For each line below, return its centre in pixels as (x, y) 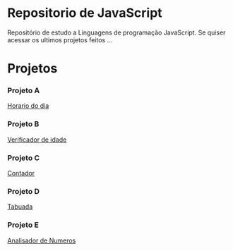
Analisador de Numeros (42, 240)
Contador (21, 173)
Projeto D (24, 191)
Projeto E (23, 225)
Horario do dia (28, 106)
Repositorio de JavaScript (85, 13)
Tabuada (20, 207)
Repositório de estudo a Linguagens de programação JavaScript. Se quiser (116, 32)
